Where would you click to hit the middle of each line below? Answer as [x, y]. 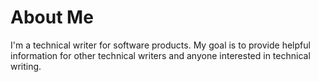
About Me [52, 17]
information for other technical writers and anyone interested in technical [160, 55]
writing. [26, 66]
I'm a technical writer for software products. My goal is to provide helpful [160, 45]
